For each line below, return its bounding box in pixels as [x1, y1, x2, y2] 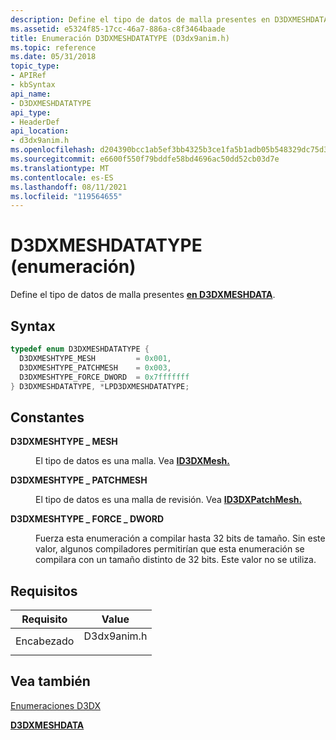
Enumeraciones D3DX [10, 699, 101, 711]
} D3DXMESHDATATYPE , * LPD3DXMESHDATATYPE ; [10, 381, 190, 391]
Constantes [10, 409, 85, 426]
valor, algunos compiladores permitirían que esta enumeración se [35, 543, 305, 555]
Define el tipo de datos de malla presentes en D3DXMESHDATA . [10, 289, 276, 301]
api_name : [10, 89, 52, 99]
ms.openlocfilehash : [10, 145, 97, 155]
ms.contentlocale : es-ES [10, 172, 114, 183]
